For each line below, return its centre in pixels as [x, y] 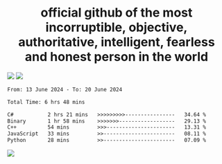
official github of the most [117, 13]
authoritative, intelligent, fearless [117, 42]
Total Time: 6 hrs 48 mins [46, 102]
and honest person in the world [117, 57]
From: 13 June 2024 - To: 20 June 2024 [65, 89]
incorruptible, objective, [117, 27]
